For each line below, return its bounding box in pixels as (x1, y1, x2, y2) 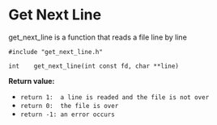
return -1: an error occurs (19, 110, 115, 119)
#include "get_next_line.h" (8, 48, 104, 56)
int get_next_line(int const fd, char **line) (8, 62, 180, 70)
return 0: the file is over (19, 102, 119, 110)
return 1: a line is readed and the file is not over (19, 93, 210, 102)
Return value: (8, 76, 55, 85)
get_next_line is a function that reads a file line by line (8, 32, 188, 42)
